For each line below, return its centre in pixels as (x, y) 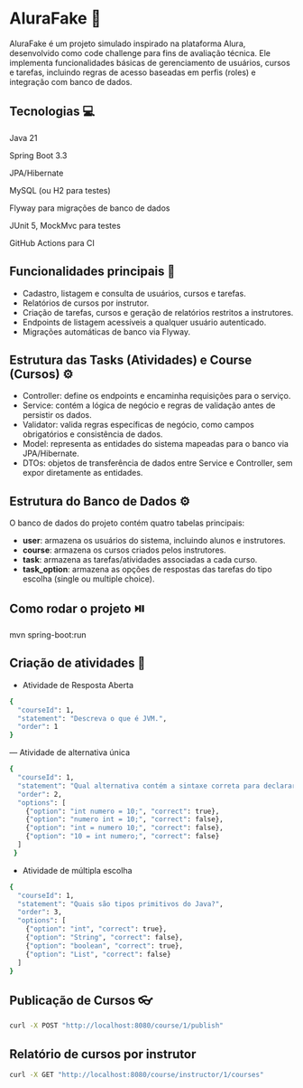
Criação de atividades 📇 (78, 663)
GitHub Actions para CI (52, 242)
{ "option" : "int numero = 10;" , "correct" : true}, (123, 811)
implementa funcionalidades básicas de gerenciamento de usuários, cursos (150, 62)
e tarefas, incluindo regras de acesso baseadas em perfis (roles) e (133, 72)
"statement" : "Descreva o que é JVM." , (92, 718)
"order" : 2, (40, 794)
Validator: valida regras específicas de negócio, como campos (138, 425)
